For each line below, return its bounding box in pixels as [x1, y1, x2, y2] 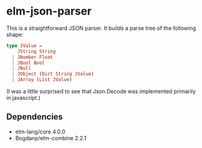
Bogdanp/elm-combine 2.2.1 [15, 134, 87, 141]
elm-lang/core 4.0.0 [15, 128, 65, 135]
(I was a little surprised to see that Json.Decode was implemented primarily [6, 88, 197, 95]
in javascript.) [6, 94, 41, 102]
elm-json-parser [6, 4, 92, 18]
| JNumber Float [12, 54, 53, 60]
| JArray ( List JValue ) [12, 77, 72, 83]
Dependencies [6, 111, 63, 122]
